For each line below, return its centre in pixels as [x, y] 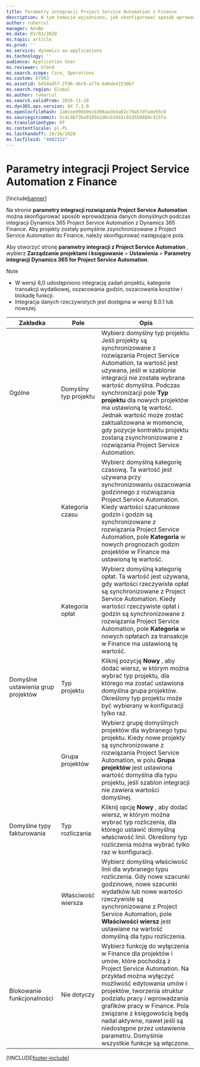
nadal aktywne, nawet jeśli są [142, 1020]
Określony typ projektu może [142, 698]
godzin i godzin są [127, 514]
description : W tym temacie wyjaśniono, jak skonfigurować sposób [90, 17]
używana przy [121, 477]
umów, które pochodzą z [136, 961]
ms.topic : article [29, 39]
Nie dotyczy [78, 994]
